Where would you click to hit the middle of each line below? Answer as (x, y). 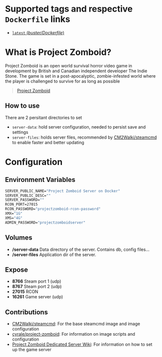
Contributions (26, 312)
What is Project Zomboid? (58, 52)
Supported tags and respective (69, 9)
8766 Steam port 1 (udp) (37, 281)
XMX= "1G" (14, 214)
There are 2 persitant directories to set (44, 117)
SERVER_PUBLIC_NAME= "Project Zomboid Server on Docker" (63, 191)
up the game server (32, 350)
